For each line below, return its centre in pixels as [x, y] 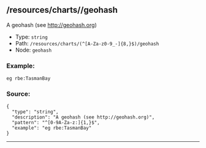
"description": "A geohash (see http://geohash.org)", [83, 117]
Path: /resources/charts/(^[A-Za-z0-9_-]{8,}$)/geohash [87, 43]
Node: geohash [33, 50]
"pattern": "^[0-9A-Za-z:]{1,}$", [56, 123]
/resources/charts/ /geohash [62, 10]
